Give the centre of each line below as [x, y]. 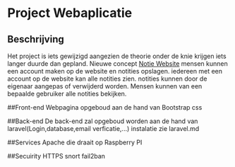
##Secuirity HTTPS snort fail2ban [56, 156]
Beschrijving [36, 39]
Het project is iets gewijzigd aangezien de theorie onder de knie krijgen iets [117, 56]
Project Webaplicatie [70, 13]
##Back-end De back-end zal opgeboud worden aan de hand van [103, 121]
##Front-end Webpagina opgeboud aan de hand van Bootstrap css [105, 107]
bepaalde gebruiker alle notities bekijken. [67, 94]
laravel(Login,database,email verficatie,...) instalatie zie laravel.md [103, 128]
